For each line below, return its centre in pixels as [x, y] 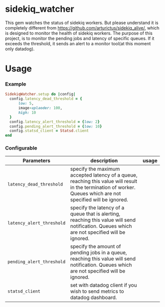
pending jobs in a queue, [99, 253]
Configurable [21, 148]
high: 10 [27, 112]
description [104, 161]
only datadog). [20, 49]
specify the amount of [96, 246]
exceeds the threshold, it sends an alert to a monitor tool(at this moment [78, 43]
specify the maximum [95, 169]
